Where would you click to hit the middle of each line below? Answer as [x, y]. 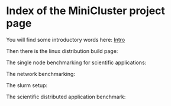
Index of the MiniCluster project [86, 11]
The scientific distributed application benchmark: [66, 97]
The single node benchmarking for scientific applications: [76, 62]
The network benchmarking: [41, 74]
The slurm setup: [27, 85]
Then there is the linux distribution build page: [62, 51]
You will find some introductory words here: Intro [66, 39]
